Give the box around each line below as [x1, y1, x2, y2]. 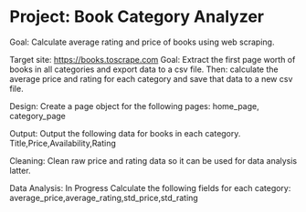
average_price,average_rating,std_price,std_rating [9, 192, 198, 203]
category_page [9, 110, 67, 121]
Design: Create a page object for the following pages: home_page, [9, 100, 259, 111]
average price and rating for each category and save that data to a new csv [9, 73, 293, 84]
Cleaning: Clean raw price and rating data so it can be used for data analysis [9, 155, 298, 166]
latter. [9, 165, 31, 176]
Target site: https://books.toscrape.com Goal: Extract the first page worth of [9, 54, 296, 65]
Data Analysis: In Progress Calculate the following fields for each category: [9, 182, 291, 193]
